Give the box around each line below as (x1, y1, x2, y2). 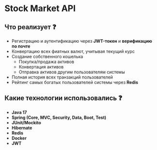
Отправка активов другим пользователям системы (18, 69, 125, 75)
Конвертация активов (18, 64, 64, 69)
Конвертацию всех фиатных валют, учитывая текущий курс (11, 49, 135, 54)
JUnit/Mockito (11, 119, 42, 125)
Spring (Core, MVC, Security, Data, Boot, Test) (11, 115, 107, 120)
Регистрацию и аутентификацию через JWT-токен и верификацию (11, 38, 153, 44)
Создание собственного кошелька (11, 54, 83, 59)
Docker (11, 135, 27, 141)
